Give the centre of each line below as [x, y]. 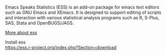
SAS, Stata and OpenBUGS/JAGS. [40, 23]
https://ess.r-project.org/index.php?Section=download [61, 47]
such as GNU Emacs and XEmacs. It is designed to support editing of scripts [83, 12]
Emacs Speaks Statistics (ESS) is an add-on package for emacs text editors [82, 7]
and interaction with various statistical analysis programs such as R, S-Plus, [82, 18]
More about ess [21, 32]
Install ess [15, 42]
